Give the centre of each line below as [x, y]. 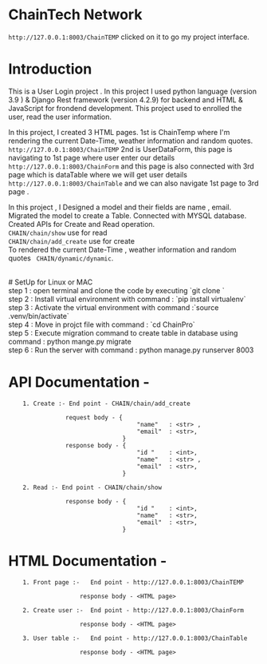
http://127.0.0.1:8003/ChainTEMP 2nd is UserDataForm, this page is [120, 149]
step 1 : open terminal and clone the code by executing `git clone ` [116, 290]
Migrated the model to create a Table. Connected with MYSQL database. [128, 215]
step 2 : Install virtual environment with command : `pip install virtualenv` [127, 299]
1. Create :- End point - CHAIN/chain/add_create [107, 404]
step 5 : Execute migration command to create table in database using [123, 332]
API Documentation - [79, 382]
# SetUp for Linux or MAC [51, 282]
